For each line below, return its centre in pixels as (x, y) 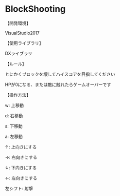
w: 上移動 (15, 105)
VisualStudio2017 (22, 33)
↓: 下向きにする (21, 168)
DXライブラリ (19, 53)
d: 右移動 (14, 115)
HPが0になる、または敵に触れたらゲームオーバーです (58, 85)
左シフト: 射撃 (19, 188)
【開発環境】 (18, 23)
